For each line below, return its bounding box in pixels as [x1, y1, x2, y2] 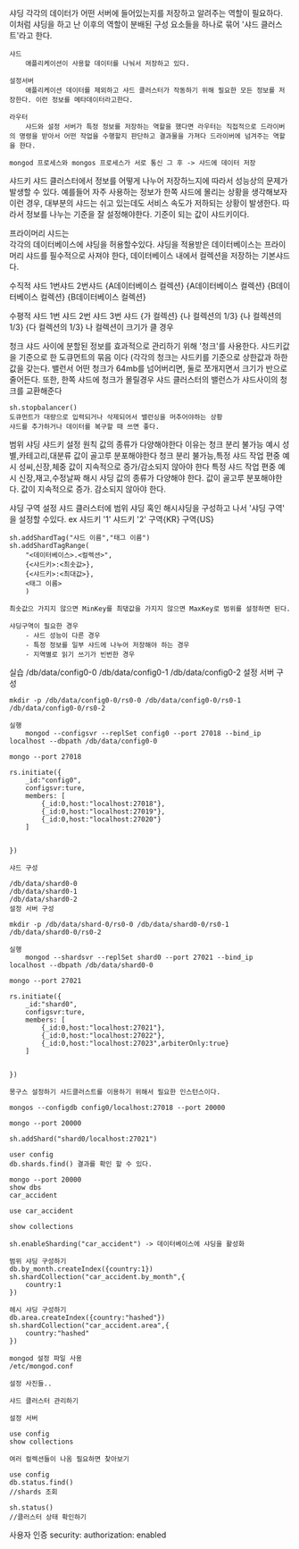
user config [9, 1150, 54, 1159]
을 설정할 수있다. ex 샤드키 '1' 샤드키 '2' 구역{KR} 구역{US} [9, 514, 214, 525]
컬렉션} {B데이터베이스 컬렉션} [39, 291, 146, 302]
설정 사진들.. [9, 1379, 53, 1388]
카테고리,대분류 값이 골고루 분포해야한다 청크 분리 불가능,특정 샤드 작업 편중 [18, 450, 281, 460]
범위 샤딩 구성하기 [9, 1257, 67, 1266]
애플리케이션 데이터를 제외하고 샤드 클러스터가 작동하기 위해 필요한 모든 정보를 [25, 86, 275, 95]
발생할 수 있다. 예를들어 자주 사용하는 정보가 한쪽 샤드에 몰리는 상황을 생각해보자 [9, 187, 288, 197]
